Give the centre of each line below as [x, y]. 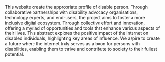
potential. [15, 54]
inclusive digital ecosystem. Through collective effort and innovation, [75, 23]
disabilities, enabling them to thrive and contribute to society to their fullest [81, 49]
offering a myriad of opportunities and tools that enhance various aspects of [82, 28]
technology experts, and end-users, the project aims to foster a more [75, 17]
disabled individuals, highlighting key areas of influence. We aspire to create [82, 38]
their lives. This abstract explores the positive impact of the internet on [77, 33]
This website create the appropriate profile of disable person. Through [76, 7]
